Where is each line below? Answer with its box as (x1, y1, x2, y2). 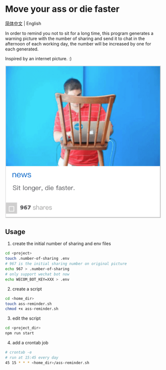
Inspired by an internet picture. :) (5, 55, 72, 61)
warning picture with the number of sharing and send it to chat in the (5, 36, 145, 41)
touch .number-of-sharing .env (5, 256, 70, 261)
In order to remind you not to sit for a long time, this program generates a (5, 30, 154, 36)
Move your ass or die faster (5, 3, 120, 15)
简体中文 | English (5, 20, 41, 26)
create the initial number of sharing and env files (12, 241, 111, 247)
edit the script (12, 315, 41, 322)
